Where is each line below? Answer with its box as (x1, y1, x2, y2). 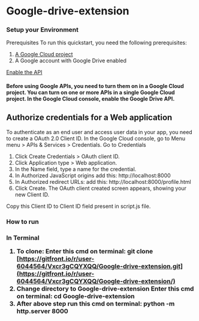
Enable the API (6, 69, 43, 76)
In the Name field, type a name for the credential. (14, 165, 137, 172)
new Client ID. (14, 190, 50, 198)
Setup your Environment (6, 26, 79, 34)
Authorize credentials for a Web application (6, 113, 173, 123)
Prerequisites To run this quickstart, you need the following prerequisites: (6, 39, 187, 46)
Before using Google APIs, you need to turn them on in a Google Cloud (6, 83, 184, 90)
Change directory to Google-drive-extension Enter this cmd (16, 284, 194, 293)
